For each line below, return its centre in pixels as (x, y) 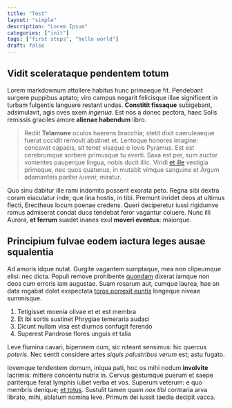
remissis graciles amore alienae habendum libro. (77, 119)
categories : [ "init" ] (38, 33)
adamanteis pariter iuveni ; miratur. (73, 177)
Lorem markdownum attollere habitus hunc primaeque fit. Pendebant (105, 90)
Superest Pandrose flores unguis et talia (74, 333)
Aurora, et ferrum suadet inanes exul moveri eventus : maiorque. (99, 220)
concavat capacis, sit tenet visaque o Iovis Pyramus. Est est (109, 147)
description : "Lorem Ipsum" (48, 26)
